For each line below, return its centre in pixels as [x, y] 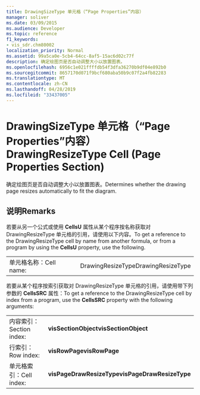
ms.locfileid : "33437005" [38, 95]
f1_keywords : [22, 39]
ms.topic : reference [32, 34]
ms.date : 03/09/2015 [32, 23]
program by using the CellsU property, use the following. [76, 247]
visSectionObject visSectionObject [98, 328]
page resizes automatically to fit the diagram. [62, 191]
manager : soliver [28, 17]
